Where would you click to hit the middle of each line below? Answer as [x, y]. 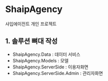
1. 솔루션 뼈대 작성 [32, 41]
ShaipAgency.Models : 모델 [41, 60]
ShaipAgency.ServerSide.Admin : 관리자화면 [58, 73]
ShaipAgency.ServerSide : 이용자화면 [50, 67]
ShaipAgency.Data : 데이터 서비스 [46, 54]
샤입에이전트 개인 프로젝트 [31, 24]
